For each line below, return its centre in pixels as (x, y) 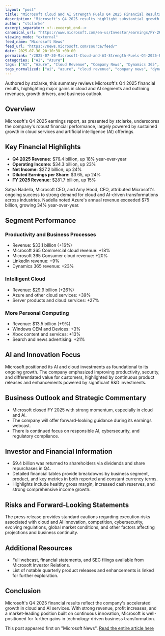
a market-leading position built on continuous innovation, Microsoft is (75, 613)
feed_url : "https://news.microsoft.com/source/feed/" (61, 46)
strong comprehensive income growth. (51, 489)
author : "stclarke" (25, 23)
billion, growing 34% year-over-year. (42, 205)
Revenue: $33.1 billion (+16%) (42, 245)
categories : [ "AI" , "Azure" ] (35, 60)
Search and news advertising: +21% (48, 339)
